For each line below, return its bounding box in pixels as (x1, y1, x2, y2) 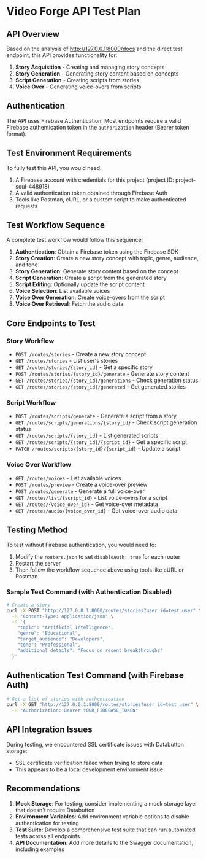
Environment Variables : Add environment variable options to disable (15, 812, 189, 820)
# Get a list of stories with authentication (6, 696, 124, 702)
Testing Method (6, 525, 69, 535)
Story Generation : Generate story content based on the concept (15, 268, 179, 275)
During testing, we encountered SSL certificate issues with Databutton (6, 740, 184, 748)
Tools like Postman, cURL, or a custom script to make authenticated (15, 195, 186, 203)
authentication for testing (15, 819, 79, 826)
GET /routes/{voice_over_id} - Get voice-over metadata (15, 500, 158, 508)
